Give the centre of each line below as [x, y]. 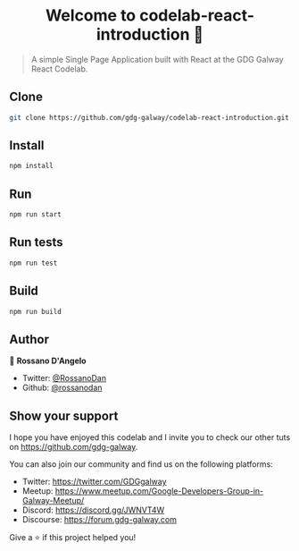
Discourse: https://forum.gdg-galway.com [99, 519]
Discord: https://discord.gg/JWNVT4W [93, 510]
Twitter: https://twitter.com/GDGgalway [94, 481]
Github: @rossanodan [62, 388]
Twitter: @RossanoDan [64, 378]
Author [29, 339]
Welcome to [91, 16]
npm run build [36, 311]
